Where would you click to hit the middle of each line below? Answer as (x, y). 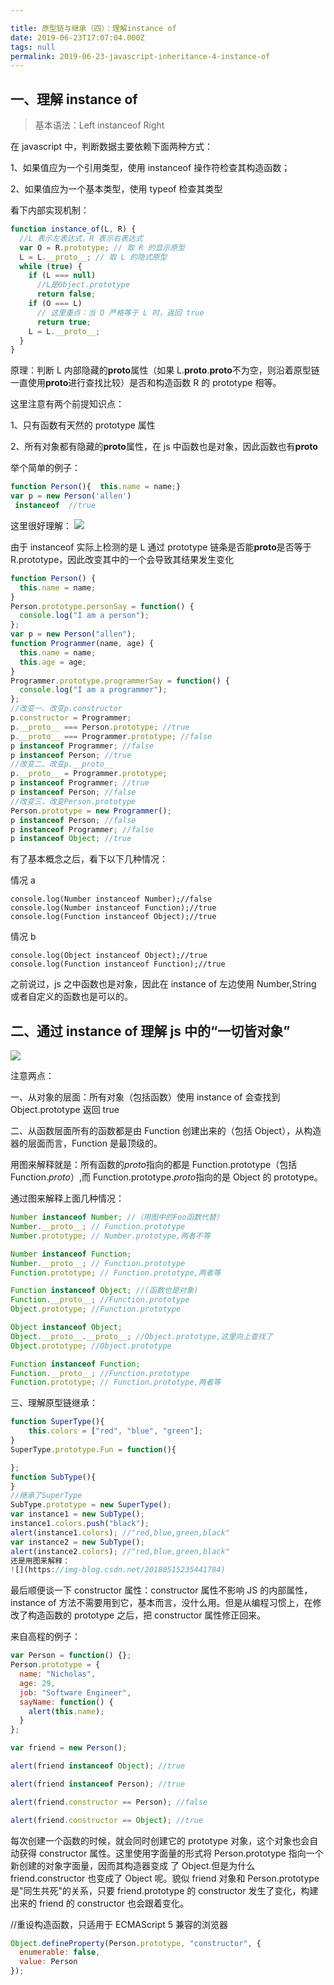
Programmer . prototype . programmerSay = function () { (120, 681)
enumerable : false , (60, 1952)
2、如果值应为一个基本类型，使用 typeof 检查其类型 (116, 189)
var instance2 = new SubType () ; (77, 1542)
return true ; (64, 322)
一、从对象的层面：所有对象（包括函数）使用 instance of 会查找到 (145, 1097)
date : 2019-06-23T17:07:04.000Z (77, 37)
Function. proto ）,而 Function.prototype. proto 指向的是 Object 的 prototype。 (166, 1177)
